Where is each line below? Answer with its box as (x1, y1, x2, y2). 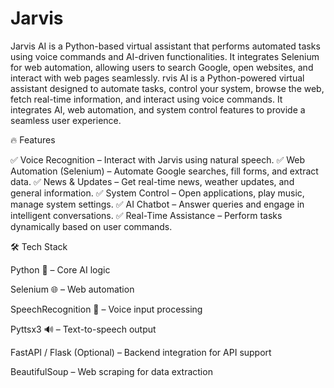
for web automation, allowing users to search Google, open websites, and (10, 61, 314, 73)
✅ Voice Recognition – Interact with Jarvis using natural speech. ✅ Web (10, 153, 306, 166)
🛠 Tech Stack (10, 240, 68, 252)
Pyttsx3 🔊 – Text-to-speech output (10, 323, 157, 335)
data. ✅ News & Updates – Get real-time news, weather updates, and (10, 175, 295, 187)
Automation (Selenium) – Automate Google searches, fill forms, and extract (10, 165, 319, 177)
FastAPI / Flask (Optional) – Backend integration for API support (10, 346, 272, 358)
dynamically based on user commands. (10, 220, 173, 232)
